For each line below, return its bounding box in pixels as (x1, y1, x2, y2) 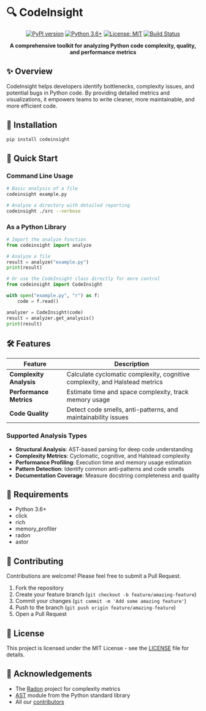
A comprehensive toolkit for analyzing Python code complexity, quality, (9, 42, 197, 49)
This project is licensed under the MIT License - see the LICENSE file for (6, 644, 189, 651)
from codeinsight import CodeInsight (6, 281, 103, 288)
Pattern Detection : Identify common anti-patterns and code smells (15, 465, 185, 472)
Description (114, 360, 149, 368)
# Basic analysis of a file (6, 185, 78, 192)
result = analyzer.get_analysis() (6, 315, 95, 321)
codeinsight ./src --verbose (6, 208, 81, 214)
